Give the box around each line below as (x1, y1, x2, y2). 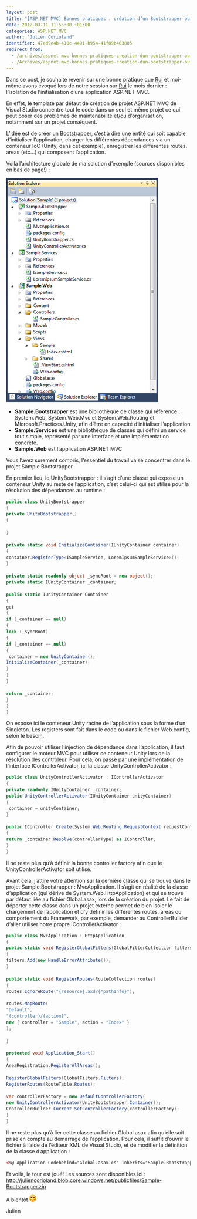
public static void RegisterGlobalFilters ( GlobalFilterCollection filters (6, 945, 193, 951)
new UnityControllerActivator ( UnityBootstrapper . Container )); (6, 1100, 161, 1106)
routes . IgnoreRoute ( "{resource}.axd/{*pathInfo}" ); (6, 988, 135, 994)
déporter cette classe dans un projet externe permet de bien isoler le (6, 901, 172, 909)
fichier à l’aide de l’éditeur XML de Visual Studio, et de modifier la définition (6, 1142, 188, 1149)
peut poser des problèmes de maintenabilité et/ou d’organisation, (6, 112, 164, 119)
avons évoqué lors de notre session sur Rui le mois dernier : (22, 82, 167, 89)
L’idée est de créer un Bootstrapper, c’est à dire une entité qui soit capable (6, 130, 186, 137)
